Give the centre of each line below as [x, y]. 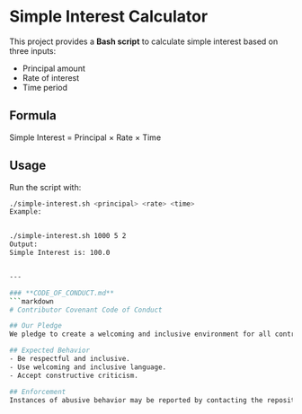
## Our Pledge [36, 326]
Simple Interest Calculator [109, 17]
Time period [45, 87]
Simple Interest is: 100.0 [60, 253]
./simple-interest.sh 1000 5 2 [68, 236]
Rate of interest [51, 77]
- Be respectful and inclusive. [70, 359]
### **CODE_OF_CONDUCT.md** [62, 293]
